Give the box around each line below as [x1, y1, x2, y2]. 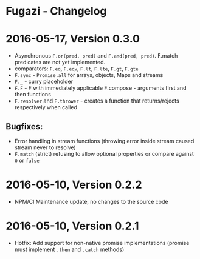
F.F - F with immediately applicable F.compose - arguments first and [14, 84, 187, 92]
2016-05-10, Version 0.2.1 [5, 220, 139, 233]
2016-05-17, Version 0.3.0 [5, 32, 140, 46]
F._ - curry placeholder [14, 78, 74, 86]
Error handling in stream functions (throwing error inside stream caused [14, 137, 195, 144]
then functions [14, 91, 51, 98]
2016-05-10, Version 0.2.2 [5, 178, 142, 192]
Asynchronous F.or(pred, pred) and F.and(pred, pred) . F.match [14, 52, 178, 59]
